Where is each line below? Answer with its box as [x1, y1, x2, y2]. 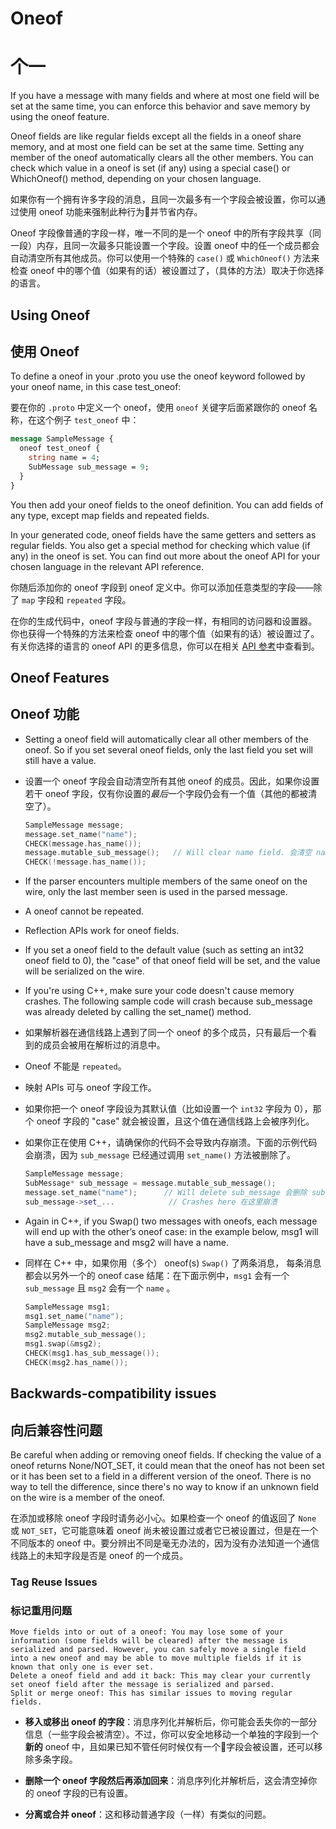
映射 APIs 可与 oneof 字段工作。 [24, 1082, 157, 1094]
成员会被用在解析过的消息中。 [42, 1039, 166, 1051]
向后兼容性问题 [10, 1422, 103, 1439]
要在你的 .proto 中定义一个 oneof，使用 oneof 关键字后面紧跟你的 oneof [10, 402, 307, 414]
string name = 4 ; [28, 453, 101, 463]
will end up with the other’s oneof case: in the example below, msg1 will [24, 1225, 319, 1237]
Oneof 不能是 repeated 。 [24, 1060, 127, 1072]
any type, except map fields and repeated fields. [10, 509, 210, 521]
